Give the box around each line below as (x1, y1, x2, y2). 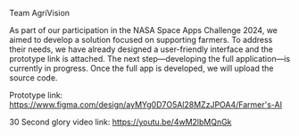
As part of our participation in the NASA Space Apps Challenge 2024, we (9, 25, 278, 35)
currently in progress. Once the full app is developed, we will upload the (9, 63, 274, 73)
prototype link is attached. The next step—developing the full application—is (9, 54, 291, 64)
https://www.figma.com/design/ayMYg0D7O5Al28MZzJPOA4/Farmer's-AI (9, 99, 283, 110)
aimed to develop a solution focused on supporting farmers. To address (9, 35, 273, 45)
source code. (9, 72, 58, 83)
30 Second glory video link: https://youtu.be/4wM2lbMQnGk (9, 116, 232, 127)
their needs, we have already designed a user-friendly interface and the (9, 44, 274, 55)
